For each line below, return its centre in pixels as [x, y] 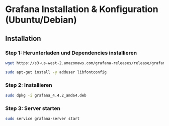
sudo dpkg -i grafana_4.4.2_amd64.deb [46, 95]
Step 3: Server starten [33, 108]
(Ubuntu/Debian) [41, 20]
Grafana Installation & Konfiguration [82, 9]
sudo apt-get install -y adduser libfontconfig [56, 72]
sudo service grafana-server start [43, 119]
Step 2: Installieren [29, 85]
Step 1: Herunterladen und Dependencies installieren [71, 53]
